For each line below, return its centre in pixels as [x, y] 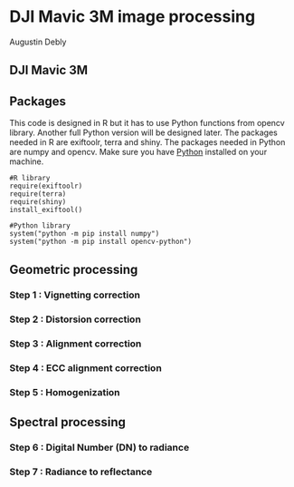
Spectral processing [68, 422]
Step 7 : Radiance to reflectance [81, 472]
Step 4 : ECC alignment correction [86, 368]
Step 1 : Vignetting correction [75, 295]
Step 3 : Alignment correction [76, 344]
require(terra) [38, 194]
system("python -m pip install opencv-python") [101, 242]
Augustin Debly [38, 42]
